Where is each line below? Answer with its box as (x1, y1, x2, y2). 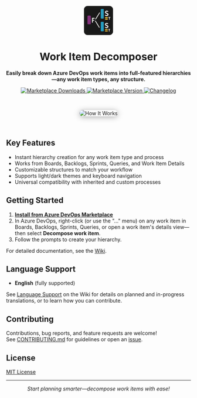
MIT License (6, 369, 36, 375)
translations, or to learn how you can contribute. (6, 297, 123, 304)
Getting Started (6, 195, 64, 205)
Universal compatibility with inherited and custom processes (14, 179, 161, 186)
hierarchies (162, 69, 191, 76)
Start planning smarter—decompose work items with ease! (27, 385, 170, 392)
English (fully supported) (14, 280, 76, 287)
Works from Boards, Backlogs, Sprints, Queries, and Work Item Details (14, 160, 185, 167)
